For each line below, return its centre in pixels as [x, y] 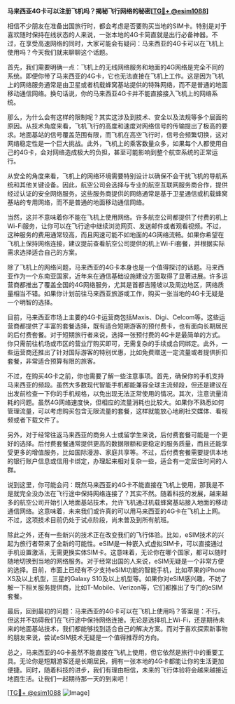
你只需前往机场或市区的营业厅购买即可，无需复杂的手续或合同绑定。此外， [114, 344]
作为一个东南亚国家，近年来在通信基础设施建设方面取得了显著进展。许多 [117, 276]
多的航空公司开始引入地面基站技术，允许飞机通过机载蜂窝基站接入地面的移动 [117, 502]
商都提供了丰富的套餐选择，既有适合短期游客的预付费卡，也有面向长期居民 [120, 326]
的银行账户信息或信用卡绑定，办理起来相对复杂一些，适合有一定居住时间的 [114, 461]
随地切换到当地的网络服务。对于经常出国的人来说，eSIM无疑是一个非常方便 [116, 561]
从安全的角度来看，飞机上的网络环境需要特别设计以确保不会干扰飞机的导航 [114, 176]
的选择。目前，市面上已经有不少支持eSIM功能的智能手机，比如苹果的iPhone [116, 570]
